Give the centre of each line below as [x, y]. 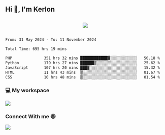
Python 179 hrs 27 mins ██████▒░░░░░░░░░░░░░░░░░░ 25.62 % [82, 63]
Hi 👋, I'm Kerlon [30, 9]
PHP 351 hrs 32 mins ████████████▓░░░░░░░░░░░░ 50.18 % [82, 58]
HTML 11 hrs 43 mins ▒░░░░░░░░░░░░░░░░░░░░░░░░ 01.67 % [82, 72]
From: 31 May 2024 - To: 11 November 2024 [51, 40]
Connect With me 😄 [30, 116]
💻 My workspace [27, 91]
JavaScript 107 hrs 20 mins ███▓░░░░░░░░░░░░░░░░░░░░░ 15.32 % [82, 67]
